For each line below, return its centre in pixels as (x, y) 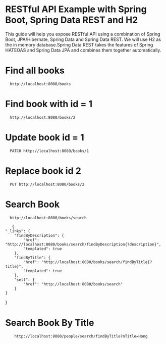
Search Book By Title (50, 323)
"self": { (25, 280)
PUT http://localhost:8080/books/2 (47, 184)
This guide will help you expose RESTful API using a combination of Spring (83, 34)
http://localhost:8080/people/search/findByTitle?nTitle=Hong (81, 336)
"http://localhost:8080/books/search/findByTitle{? (97, 262)
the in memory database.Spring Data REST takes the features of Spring (79, 44)
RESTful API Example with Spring (76, 9)
